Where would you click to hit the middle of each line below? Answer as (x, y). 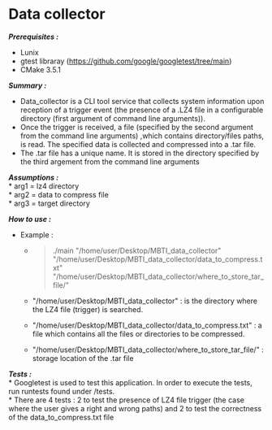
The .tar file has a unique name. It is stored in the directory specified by (140, 153)
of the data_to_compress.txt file (61, 417)
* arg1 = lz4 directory (44, 186)
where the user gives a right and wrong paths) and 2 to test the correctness (135, 408)
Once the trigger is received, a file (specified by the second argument (137, 127)
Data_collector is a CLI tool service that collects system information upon (142, 101)
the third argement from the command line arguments (110, 161)
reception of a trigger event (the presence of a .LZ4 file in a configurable (142, 110)
